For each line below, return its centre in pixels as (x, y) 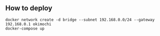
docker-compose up (25, 28)
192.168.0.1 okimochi (28, 24)
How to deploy (29, 8)
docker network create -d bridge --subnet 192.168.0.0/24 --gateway (80, 19)
